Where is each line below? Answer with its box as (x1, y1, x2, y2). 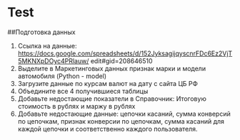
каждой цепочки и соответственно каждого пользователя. (17, 124, 198, 133)
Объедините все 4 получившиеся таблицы (17, 87, 149, 95)
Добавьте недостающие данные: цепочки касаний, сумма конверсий (17, 109, 231, 118)
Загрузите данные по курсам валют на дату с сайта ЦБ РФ (17, 79, 198, 87)
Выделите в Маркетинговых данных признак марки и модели (17, 64, 206, 72)
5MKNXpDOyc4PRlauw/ (17, 56, 89, 65)
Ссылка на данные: (17, 41, 77, 50)
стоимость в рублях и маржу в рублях (17, 102, 136, 110)
